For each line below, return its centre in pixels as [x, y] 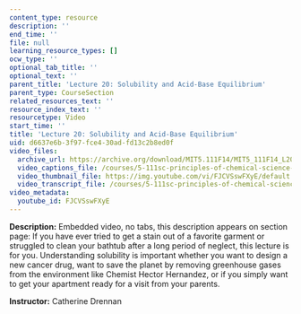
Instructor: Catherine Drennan [66, 301]
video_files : [34, 151]
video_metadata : [39, 193]
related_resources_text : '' [62, 101]
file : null [30, 43]
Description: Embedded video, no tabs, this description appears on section [149, 226]
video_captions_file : [58, 168]
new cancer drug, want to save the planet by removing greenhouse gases [146, 265]
